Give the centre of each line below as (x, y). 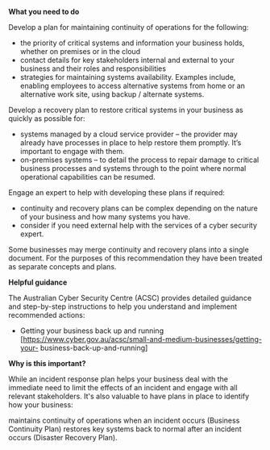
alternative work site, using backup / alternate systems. (112, 94)
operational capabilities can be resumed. (87, 177)
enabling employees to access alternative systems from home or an (133, 85)
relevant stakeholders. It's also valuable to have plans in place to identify (129, 396)
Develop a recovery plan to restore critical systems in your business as (126, 110)
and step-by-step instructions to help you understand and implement (123, 306)
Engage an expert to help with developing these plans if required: (117, 192)
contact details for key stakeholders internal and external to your (127, 60)
